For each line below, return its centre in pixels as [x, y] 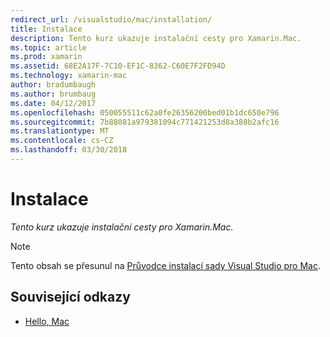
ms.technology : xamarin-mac [69, 76]
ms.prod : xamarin [46, 57]
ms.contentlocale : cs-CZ [62, 141]
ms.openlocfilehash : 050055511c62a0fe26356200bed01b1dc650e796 [145, 112]
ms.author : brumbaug [53, 94]
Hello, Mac [47, 321]
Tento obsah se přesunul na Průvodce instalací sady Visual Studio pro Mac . [165, 265]
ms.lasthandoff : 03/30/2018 [69, 150]
